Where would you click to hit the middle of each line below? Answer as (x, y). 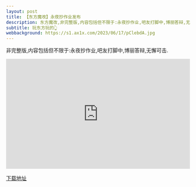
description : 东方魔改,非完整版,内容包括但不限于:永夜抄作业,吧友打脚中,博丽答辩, (96, 22)
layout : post (22, 11)
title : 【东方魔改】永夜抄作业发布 (43, 17)
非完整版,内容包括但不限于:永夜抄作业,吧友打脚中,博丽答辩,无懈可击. (87, 51)
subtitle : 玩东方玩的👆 (32, 28)
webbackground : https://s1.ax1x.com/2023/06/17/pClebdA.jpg (81, 33)
